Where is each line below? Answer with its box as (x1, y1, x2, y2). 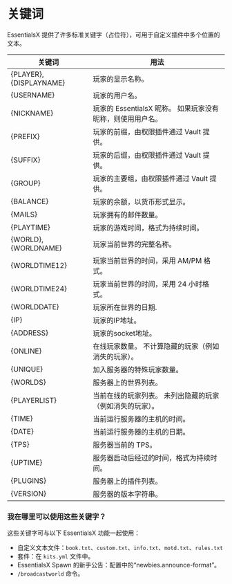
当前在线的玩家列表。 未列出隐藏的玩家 (93, 390, 220, 400)
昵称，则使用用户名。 (93, 113, 162, 123)
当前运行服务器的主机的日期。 (93, 427, 190, 437)
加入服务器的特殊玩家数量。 (93, 365, 183, 374)
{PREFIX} (10, 131, 40, 141)
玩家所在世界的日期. (93, 302, 157, 312)
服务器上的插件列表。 (93, 476, 162, 486)
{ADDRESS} (10, 328, 49, 338)
